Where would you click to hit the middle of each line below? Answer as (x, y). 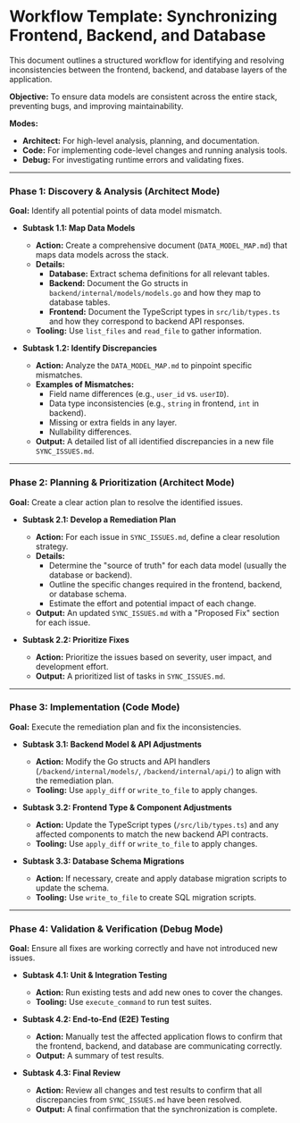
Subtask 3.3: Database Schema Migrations (103, 861)
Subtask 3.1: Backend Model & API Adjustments (112, 744)
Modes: (24, 123)
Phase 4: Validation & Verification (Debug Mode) (116, 929)
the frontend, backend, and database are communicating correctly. (159, 1046)
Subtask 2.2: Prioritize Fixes (75, 639)
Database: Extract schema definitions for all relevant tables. (159, 274)
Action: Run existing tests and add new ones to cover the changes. (159, 992)
